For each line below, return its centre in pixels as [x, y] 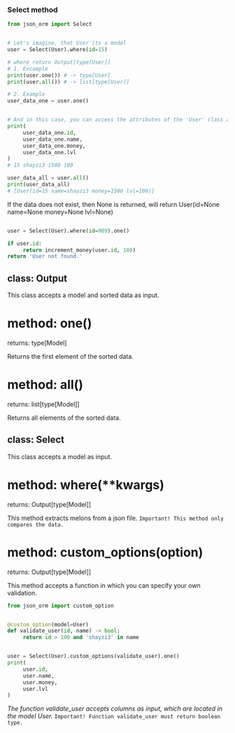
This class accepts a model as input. [60, 456]
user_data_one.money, [54, 146]
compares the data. [36, 525]
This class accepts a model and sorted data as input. [83, 295]
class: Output [37, 278]
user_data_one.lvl [50, 152]
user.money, [40, 682]
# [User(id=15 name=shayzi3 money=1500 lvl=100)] [81, 191]
